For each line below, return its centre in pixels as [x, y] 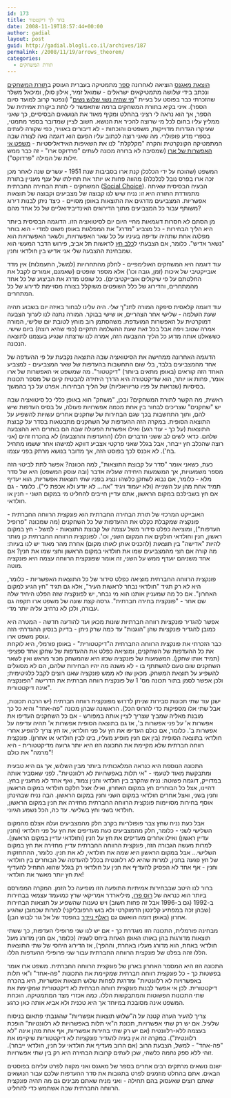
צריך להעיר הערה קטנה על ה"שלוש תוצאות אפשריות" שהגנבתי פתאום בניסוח [107, 1016]
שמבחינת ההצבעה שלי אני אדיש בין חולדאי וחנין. [70, 251]
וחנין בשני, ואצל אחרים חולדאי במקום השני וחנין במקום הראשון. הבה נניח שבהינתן [113, 795]
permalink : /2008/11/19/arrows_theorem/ [66, 52]
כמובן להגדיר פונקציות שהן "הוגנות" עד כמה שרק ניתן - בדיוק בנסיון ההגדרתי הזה [111, 629]
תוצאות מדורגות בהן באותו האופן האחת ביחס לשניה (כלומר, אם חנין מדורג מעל [109, 938]
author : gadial [29, 33]
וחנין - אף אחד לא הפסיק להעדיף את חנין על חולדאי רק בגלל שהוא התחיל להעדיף [113, 867]
